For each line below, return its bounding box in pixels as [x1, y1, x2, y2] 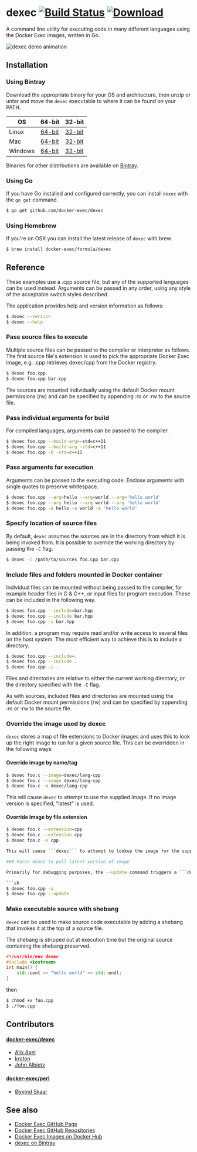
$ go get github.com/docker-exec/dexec [6, 207, 104, 213]
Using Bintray [6, 78, 46, 86]
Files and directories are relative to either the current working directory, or [6, 675, 185, 682]
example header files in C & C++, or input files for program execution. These [6, 590, 191, 597]
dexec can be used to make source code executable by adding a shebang [6, 918, 184, 925]
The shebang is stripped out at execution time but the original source [6, 936, 173, 943]
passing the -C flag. [6, 545, 53, 552]
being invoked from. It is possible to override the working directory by [6, 539, 175, 546]
